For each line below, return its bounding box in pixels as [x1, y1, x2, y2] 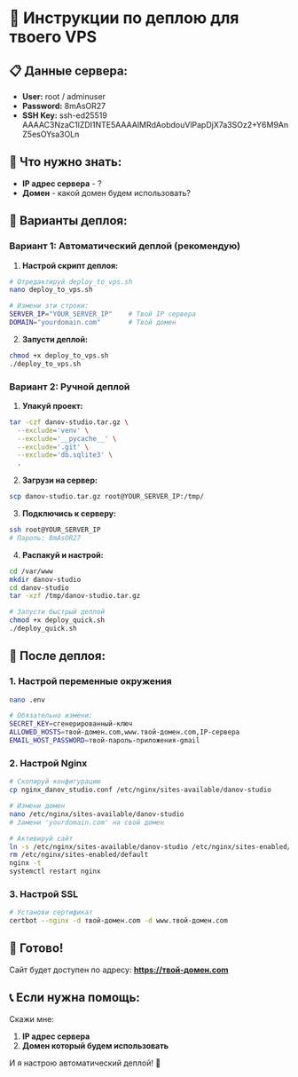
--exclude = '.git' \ [17, 443, 90, 452]
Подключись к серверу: [21, 508, 117, 519]
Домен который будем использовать [21, 1040, 169, 1050]
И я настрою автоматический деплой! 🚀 [9, 1057, 161, 1068]
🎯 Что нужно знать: [9, 154, 122, 169]
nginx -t [9, 859, 42, 868]
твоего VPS [9, 27, 98, 47]
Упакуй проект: [21, 400, 83, 411]
